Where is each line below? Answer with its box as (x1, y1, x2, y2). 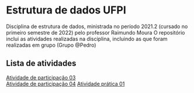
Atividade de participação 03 (6, 74, 76, 81)
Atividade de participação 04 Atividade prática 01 (6, 80, 125, 87)
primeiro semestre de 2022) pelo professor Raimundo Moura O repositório (6, 29, 185, 36)
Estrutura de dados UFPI (6, 4, 127, 17)
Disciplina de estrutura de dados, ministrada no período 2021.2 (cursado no (6, 23, 188, 30)
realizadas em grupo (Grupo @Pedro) (6, 42, 96, 49)
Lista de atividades (6, 58, 77, 68)
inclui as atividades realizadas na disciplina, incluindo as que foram (6, 35, 168, 42)
